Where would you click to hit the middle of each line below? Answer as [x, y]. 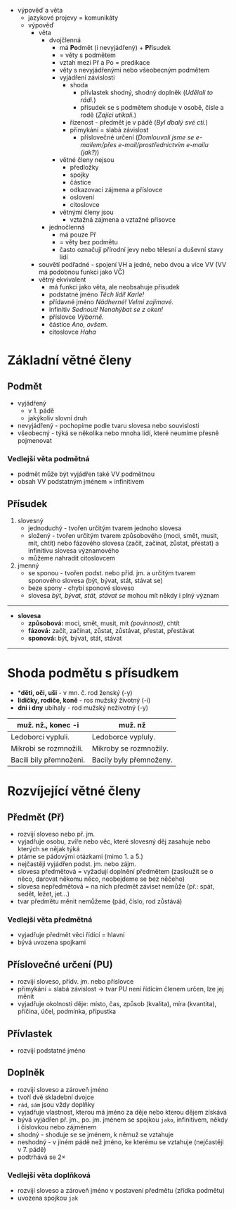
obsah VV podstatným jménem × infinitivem [81, 482]
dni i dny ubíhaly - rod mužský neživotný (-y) [83, 708]
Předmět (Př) [36, 817]
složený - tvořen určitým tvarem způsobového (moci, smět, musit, [123, 536]
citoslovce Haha [72, 332]
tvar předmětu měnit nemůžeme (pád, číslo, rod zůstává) [100, 901]
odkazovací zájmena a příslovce [116, 190]
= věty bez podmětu [88, 242]
